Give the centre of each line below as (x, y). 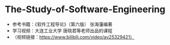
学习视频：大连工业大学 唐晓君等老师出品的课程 (62, 30)
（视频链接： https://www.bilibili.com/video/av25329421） (73, 37)
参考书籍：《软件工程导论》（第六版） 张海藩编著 (62, 24)
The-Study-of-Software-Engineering (85, 9)
